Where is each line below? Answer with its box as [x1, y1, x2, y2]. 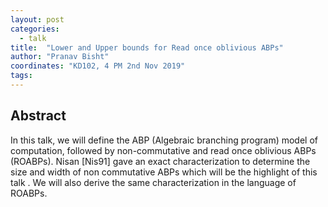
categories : [10, 24, 60, 34]
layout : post [10, 14, 65, 25]
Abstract [10, 107, 67, 125]
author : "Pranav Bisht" [10, 52, 110, 62]
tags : [10, 71, 33, 81]
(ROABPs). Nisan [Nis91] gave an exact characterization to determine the [10, 155, 311, 167]
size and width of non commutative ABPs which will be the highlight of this [10, 166, 318, 178]
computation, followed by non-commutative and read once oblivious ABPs [10, 144, 317, 156]
